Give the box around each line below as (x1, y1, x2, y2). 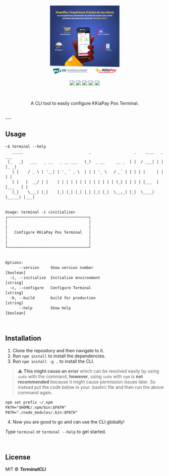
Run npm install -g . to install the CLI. (12, 358, 94, 364)
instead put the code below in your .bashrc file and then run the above (17, 384, 164, 390)
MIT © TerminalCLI (5, 466, 46, 472)
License (5, 453, 31, 462)
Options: (5, 260, 24, 265)
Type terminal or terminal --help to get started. (5, 429, 106, 435)
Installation (5, 334, 41, 343)
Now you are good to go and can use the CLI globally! (12, 418, 125, 425)
